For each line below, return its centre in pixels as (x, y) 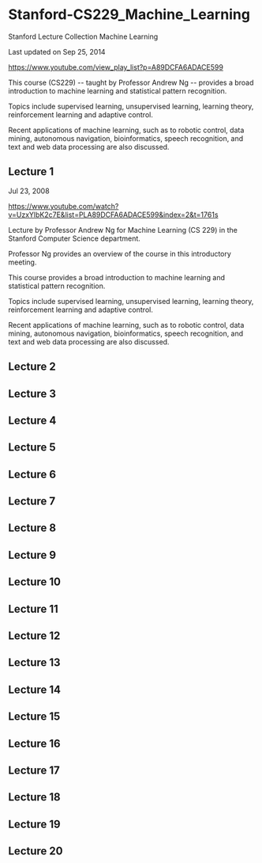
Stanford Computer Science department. (74, 238)
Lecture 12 (34, 636)
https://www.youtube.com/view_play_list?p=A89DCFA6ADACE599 (116, 67)
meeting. (22, 262)
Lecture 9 (32, 555)
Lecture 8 (32, 528)
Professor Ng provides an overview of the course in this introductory (120, 253)
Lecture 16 (34, 743)
